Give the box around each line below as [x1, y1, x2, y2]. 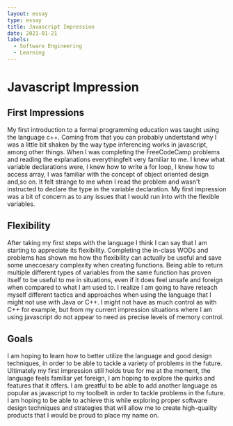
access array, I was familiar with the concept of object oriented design [7, 170, 209, 178]
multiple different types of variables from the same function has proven [7, 268, 211, 277]
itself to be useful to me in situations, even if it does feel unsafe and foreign [7, 275, 223, 284]
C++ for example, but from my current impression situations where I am [7, 305, 213, 314]
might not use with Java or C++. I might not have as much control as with [7, 298, 217, 306]
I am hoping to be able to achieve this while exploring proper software [7, 396, 207, 404]
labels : [7, 36, 30, 43]
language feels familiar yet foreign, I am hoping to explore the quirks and [7, 374, 216, 382]
